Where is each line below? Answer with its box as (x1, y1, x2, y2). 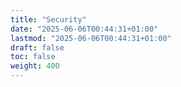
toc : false (10, 52, 56, 62)
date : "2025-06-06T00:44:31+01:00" (10, 24, 159, 34)
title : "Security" (10, 14, 87, 25)
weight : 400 (10, 61, 60, 71)
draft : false (10, 42, 65, 53)
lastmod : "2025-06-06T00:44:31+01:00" (10, 33, 172, 43)
